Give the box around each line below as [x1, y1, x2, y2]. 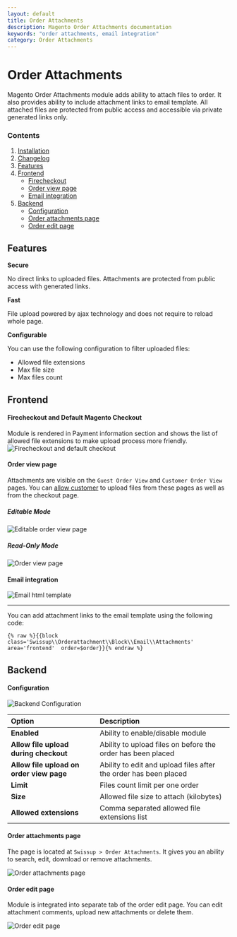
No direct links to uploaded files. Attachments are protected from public [7, 275, 216, 283]
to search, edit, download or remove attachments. [7, 854, 152, 863]
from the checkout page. [7, 490, 80, 499]
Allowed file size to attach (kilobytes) [99, 791, 222, 801]
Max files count [17, 373, 63, 382]
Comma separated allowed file [99, 803, 201, 813]
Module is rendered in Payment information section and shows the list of [7, 429, 218, 437]
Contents [7, 130, 40, 140]
